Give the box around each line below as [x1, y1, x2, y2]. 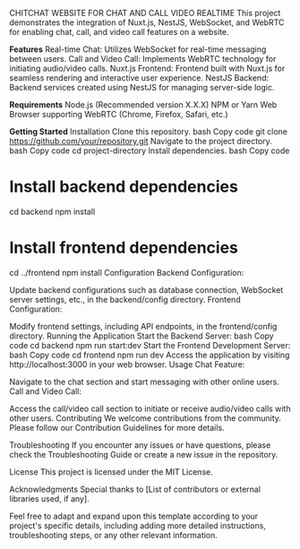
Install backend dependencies [9, 176, 239, 197]
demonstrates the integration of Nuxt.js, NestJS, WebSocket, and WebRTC [9, 17, 285, 28]
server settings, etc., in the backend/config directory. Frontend [9, 294, 241, 305]
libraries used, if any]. [9, 493, 90, 504]
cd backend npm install [9, 206, 96, 217]
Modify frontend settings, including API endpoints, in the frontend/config [9, 321, 278, 331]
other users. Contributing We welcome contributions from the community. [9, 412, 282, 424]
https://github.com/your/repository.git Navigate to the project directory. [9, 136, 273, 146]
